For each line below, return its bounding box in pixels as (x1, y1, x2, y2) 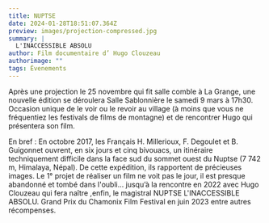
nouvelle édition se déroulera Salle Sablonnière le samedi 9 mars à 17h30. (8, 95, 254, 105)
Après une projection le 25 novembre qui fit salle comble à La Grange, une (8, 86, 256, 96)
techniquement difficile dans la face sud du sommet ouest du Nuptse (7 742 (8, 154, 261, 163)
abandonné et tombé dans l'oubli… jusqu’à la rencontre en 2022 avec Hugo (8, 179, 259, 189)
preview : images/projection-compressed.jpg (8, 27, 158, 35)
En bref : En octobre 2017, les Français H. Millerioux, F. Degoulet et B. (8, 137, 238, 146)
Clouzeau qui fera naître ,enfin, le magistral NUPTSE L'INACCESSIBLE (8, 187, 240, 198)
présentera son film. (8, 120, 75, 130)
